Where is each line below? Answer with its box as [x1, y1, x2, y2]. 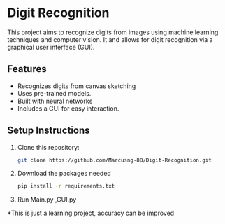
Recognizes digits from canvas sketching [17, 82, 136, 90]
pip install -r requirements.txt [17, 183, 115, 190]
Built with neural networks [17, 97, 93, 105]
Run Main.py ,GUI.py [17, 195, 77, 204]
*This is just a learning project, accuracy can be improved [7, 209, 175, 218]
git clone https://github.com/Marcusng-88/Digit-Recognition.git [17, 156, 212, 164]
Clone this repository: [17, 143, 80, 151]
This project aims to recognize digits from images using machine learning [7, 28, 219, 36]
